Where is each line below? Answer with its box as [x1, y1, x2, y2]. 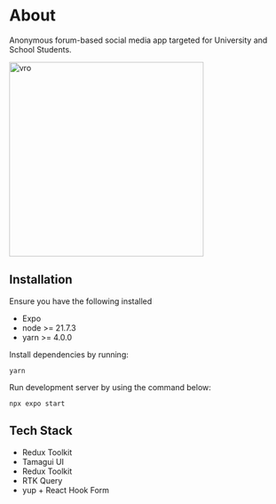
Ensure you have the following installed [9, 295, 153, 307]
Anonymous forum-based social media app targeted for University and [9, 35, 268, 45]
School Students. [9, 44, 73, 54]
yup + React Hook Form [21, 484, 109, 495]
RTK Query [21, 475, 63, 485]
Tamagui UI [21, 456, 65, 467]
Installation [9, 272, 73, 287]
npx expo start [9, 399, 66, 408]
